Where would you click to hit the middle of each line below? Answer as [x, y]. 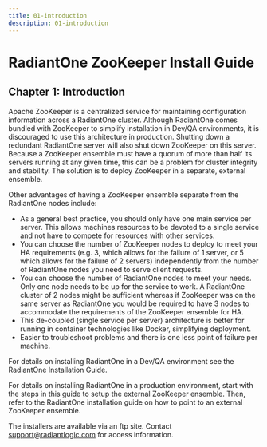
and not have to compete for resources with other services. [117, 235]
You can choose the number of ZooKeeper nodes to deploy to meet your [139, 243]
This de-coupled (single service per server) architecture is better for [132, 320]
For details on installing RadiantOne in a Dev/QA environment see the [121, 361]
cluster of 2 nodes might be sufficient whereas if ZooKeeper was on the [138, 295]
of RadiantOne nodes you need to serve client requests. [111, 269]
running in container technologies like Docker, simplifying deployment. [135, 329]
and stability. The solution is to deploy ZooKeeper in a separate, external [127, 170]
